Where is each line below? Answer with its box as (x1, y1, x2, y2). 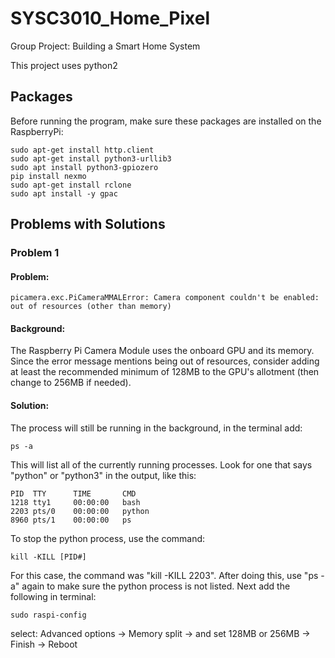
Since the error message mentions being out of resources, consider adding (10, 355, 320, 367)
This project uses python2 (10, 59, 118, 71)
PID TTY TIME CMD (10, 488, 137, 499)
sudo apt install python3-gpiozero (10, 162, 159, 172)
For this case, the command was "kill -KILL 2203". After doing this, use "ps (10, 569, 319, 581)
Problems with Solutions (10, 216, 166, 233)
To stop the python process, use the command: (10, 532, 206, 544)
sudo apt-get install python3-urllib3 (10, 153, 172, 164)
